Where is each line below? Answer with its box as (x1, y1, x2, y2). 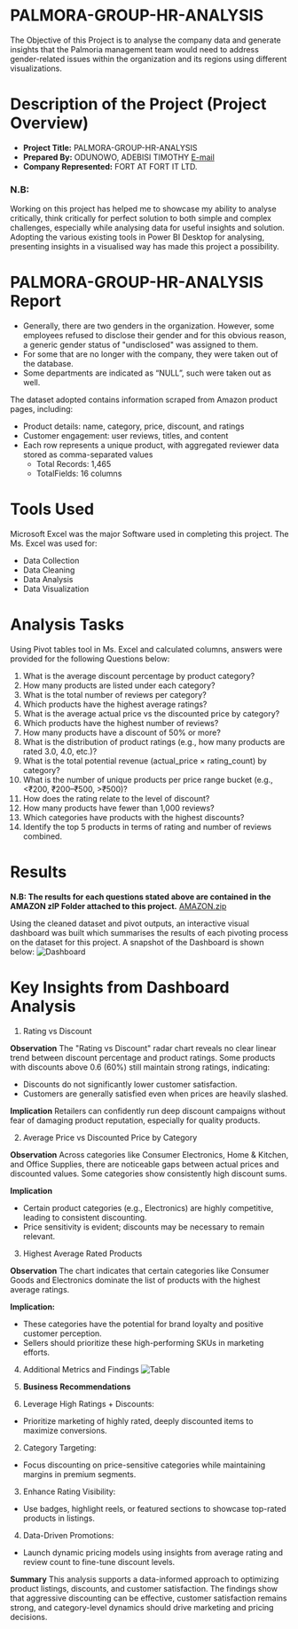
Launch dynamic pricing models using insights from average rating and (22, 1546, 283, 1558)
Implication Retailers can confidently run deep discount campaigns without (10, 1105, 286, 1116)
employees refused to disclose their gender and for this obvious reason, (22, 330, 287, 341)
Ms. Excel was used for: (10, 538, 98, 549)
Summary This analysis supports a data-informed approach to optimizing (10, 1573, 279, 1585)
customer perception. (22, 1328, 103, 1339)
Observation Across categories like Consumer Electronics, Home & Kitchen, (10, 1149, 289, 1159)
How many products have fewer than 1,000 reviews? (22, 803, 216, 813)
